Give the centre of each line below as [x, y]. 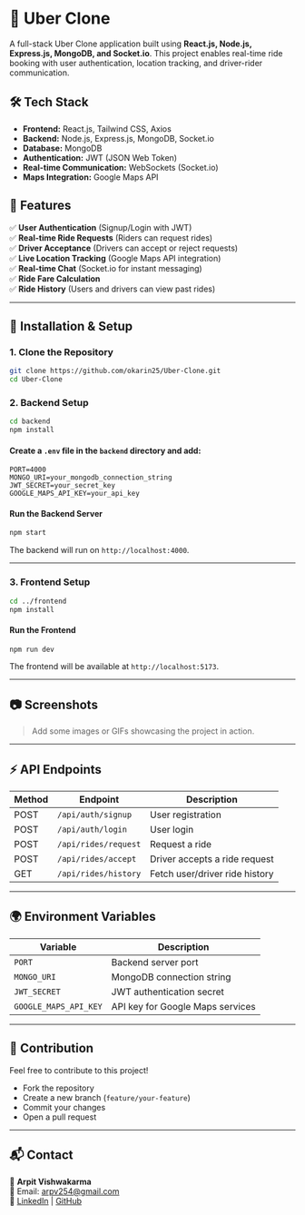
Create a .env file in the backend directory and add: [105, 450]
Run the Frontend [43, 629]
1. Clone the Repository [61, 351]
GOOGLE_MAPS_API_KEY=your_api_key [75, 494]
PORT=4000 [28, 470]
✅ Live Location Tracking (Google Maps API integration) [115, 258]
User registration [186, 815]
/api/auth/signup [95, 815]
